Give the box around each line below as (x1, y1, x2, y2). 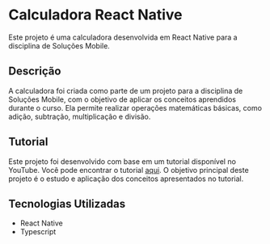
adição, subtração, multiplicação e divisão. (8, 111, 151, 121)
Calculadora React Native (8, 6, 184, 24)
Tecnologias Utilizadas (8, 196, 126, 211)
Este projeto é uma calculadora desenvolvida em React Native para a (8, 32, 238, 42)
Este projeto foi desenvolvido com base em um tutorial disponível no (8, 156, 237, 166)
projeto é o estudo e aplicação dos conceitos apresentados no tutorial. (8, 174, 244, 183)
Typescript (19, 227, 57, 237)
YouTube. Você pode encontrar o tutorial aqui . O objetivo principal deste (8, 165, 249, 175)
